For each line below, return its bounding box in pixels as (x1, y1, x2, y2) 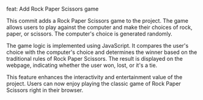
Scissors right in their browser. (6, 87, 84, 94)
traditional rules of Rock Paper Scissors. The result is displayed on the (6, 55, 183, 62)
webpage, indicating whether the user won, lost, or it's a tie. (6, 61, 158, 69)
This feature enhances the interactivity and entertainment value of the (6, 74, 183, 80)
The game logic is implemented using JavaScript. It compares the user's (6, 42, 189, 49)
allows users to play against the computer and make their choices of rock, (6, 24, 193, 31)
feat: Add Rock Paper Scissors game (6, 6, 99, 12)
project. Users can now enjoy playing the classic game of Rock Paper (6, 80, 182, 87)
